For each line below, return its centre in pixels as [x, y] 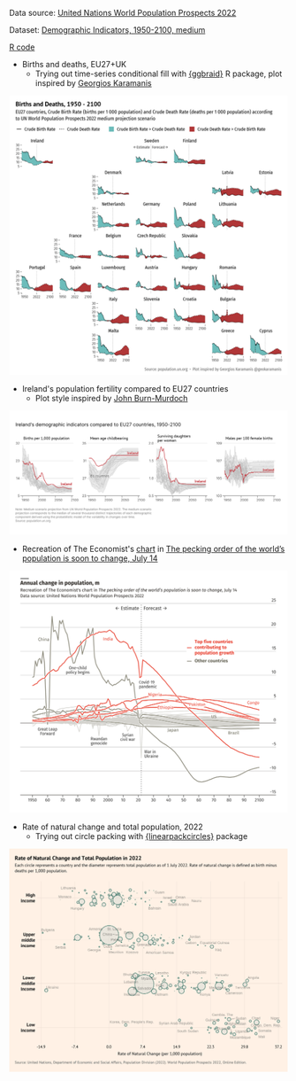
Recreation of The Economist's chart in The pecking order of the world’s [153, 548]
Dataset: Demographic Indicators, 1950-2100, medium [107, 30]
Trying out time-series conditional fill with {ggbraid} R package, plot [159, 74]
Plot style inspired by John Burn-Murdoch [111, 398]
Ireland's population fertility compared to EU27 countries [125, 389]
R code [22, 47]
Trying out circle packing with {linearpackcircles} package [141, 836]
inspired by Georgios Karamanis [93, 83]
